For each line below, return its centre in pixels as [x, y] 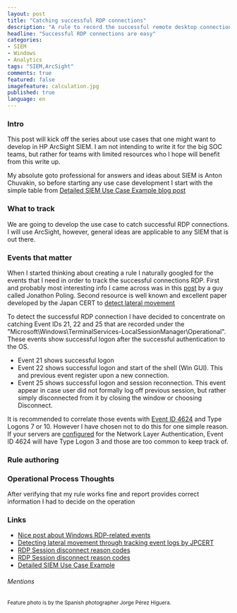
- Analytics [25, 60]
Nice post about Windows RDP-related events [84, 535]
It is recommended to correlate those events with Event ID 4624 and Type [115, 419]
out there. [22, 239]
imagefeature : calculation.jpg [53, 86]
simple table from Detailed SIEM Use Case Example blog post [97, 191]
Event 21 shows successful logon [66, 360]
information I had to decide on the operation [71, 501]
